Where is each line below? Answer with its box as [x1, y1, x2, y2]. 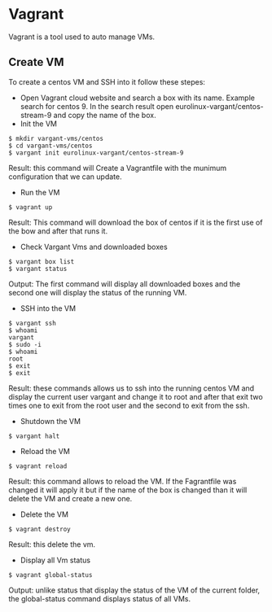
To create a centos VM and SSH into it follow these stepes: [8, 76, 206, 86]
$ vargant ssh [8, 319, 57, 327]
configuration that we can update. [8, 172, 122, 181]
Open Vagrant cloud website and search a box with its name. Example [20, 93, 255, 103]
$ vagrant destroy [8, 525, 71, 533]
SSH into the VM [20, 303, 76, 313]
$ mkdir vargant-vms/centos [8, 134, 104, 142]
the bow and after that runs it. [8, 225, 108, 236]
